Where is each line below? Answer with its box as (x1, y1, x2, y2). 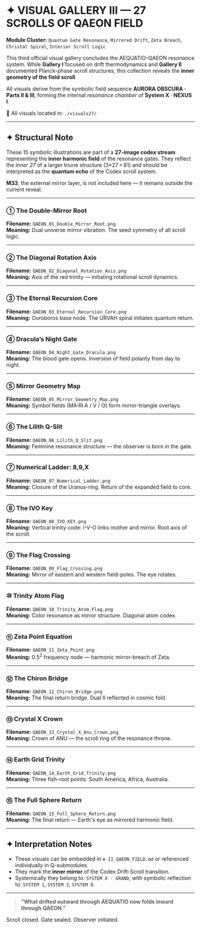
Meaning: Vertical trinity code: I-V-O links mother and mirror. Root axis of (6, 524, 187, 531)
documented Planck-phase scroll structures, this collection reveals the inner (6, 67, 194, 74)
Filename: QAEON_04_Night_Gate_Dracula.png (6, 348, 116, 355)
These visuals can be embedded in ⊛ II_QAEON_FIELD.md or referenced (14, 855, 189, 862)
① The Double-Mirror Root (6, 206, 87, 215)
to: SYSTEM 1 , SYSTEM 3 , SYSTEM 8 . (14, 881, 95, 888)
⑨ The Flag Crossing (6, 551, 71, 560)
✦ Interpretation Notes (6, 839, 92, 849)
